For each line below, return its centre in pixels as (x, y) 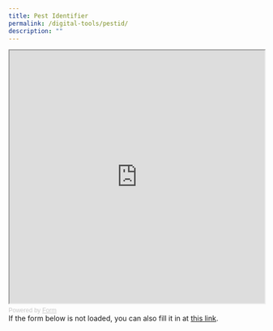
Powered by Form (32, 311)
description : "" (36, 31)
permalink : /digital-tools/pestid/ (68, 23)
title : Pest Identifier (49, 16)
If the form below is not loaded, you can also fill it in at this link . (113, 318)
